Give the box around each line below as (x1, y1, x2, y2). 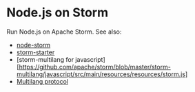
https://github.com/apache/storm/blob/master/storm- (19, 62, 172, 71)
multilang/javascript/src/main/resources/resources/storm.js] (16, 70, 188, 78)
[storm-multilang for (16, 55, 74, 63)
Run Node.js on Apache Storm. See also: (6, 27, 122, 36)
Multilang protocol (16, 77, 68, 85)
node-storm (16, 41, 51, 49)
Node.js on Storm (6, 5, 108, 21)
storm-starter (16, 48, 55, 56)
